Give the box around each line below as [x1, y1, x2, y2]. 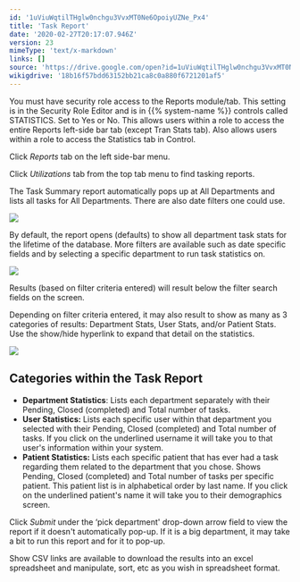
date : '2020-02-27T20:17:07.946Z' [9, 30, 138, 38]
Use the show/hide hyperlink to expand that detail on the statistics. [9, 328, 255, 339]
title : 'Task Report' [9, 21, 90, 30]
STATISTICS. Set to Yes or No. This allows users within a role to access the [9, 114, 285, 125]
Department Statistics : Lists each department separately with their [21, 394, 271, 405]
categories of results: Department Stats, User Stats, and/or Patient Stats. [9, 318, 277, 329]
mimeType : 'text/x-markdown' [9, 46, 118, 55]
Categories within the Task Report [9, 371, 204, 386]
